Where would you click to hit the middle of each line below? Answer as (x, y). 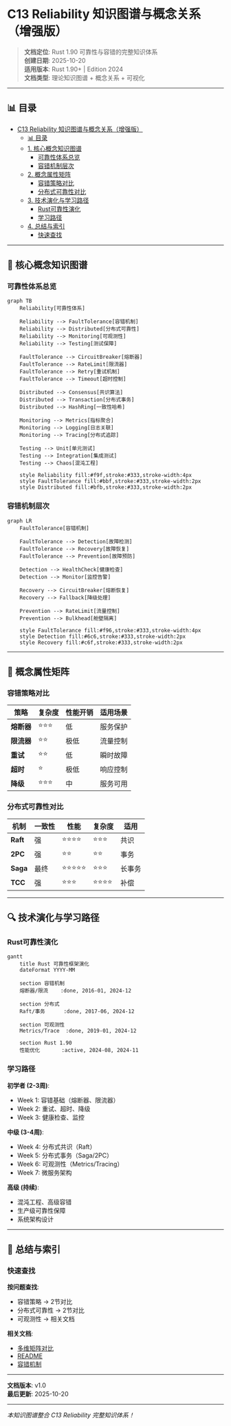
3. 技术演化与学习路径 (58, 200)
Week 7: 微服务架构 (44, 1172)
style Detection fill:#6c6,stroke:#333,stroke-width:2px (103, 636)
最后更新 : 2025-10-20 (38, 1394)
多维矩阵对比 (35, 1348)
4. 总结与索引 (46, 226)
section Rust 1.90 (46, 1043)
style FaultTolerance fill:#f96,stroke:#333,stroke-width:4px (110, 630)
